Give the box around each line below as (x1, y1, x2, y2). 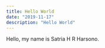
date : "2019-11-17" (6, 14, 55, 20)
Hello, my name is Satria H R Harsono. (6, 36, 100, 43)
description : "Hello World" (6, 19, 76, 25)
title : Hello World (6, 8, 55, 15)
